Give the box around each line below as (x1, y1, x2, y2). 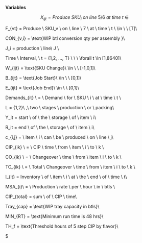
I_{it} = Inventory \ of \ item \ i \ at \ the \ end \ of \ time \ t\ (5, 174, 127, 180)
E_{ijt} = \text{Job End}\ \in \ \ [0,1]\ (5, 84, 79, 91)
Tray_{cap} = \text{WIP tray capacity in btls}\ (5, 203, 100, 209)
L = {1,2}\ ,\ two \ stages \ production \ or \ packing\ (5, 104, 114, 110)
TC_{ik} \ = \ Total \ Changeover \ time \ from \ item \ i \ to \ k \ (5, 163, 135, 170)
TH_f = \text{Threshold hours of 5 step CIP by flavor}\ (5, 223, 119, 229)
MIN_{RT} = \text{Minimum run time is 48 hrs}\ (5, 213, 104, 219)
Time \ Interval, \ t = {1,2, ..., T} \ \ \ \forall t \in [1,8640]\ (5, 55, 122, 61)
